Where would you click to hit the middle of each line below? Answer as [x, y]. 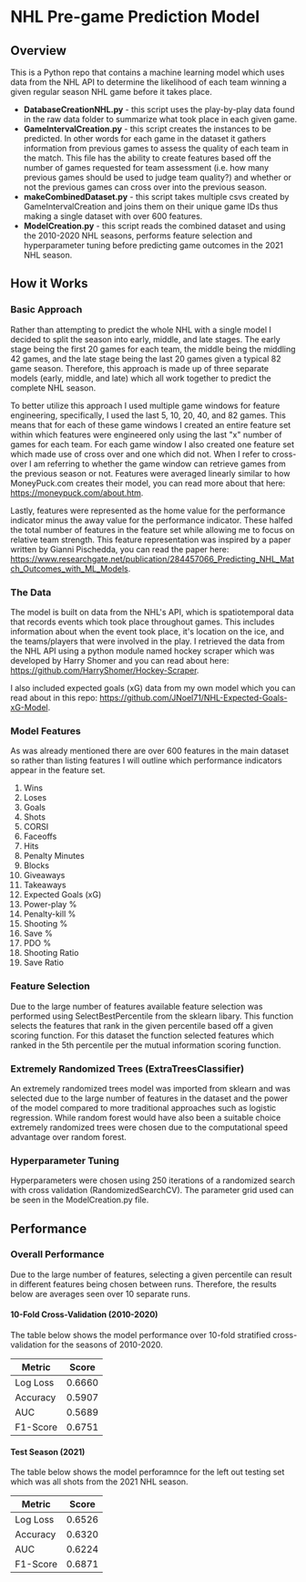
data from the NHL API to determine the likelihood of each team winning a [149, 82]
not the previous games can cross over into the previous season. [145, 187]
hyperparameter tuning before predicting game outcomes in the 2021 [153, 245]
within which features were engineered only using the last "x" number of [147, 435]
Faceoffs [40, 836]
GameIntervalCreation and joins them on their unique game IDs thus [151, 206]
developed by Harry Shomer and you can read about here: [120, 660]
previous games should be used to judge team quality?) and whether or [158, 177]
